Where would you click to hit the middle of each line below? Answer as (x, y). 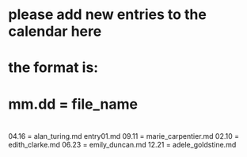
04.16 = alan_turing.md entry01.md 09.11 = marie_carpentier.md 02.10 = (124, 136)
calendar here (55, 31)
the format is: (53, 68)
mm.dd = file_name (73, 104)
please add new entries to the (108, 15)
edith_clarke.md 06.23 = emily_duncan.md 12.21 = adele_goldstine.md (122, 144)
